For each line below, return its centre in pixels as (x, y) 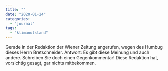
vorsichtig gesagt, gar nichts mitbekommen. (51, 63)
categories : (18, 19)
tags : (11, 28)
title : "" (16, 10)
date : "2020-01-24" (26, 14)
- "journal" (22, 24)
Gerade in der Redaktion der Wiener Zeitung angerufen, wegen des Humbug (84, 47)
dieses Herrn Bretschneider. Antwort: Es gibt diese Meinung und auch (77, 52)
